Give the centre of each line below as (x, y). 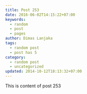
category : (16, 57)
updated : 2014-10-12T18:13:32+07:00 (43, 72)
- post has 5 (23, 52)
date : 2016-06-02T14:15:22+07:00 (40, 15)
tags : (11, 43)
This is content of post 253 (33, 86)
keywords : (16, 19)
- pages (18, 34)
